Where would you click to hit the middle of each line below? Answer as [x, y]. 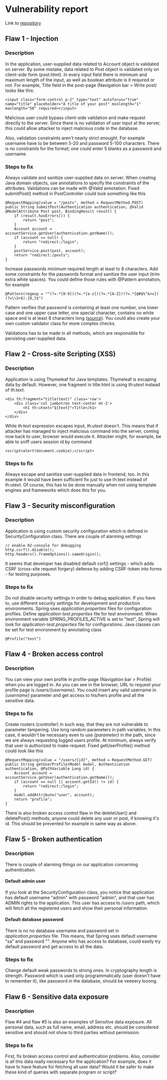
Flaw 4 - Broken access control [54, 654]
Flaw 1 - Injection [32, 39]
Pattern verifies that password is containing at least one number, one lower [82, 307]
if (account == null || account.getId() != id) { [67, 782]
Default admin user [25, 881]
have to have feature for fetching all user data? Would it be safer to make [80, 1067]
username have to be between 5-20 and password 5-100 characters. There [83, 143]
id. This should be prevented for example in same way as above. [71, 823]
